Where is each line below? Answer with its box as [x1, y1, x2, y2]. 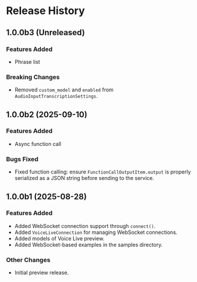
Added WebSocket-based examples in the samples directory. [14, 241, 163, 248]
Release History [6, 4, 85, 18]
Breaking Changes [6, 73, 60, 81]
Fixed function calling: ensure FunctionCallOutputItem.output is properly [14, 168, 191, 175]
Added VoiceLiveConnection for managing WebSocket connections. [14, 229, 178, 236]
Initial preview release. [14, 269, 69, 276]
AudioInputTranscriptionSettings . [14, 93, 98, 100]
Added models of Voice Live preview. [14, 235, 104, 242]
